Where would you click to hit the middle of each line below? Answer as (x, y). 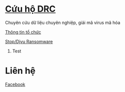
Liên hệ (20, 71)
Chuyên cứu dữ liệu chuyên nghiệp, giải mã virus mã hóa (63, 23)
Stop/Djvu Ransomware (29, 41)
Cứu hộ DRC (30, 9)
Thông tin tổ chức (23, 32)
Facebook (15, 84)
